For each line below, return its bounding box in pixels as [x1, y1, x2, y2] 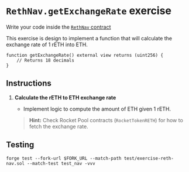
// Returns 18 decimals [16, 57, 75, 63]
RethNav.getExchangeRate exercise [6, 4, 171, 18]
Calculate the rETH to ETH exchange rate [14, 94, 116, 101]
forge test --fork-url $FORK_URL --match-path [6, 155, 122, 161]
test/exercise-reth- [123, 155, 174, 161]
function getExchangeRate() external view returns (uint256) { [6, 52, 164, 58]
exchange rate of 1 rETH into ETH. [6, 41, 88, 48]
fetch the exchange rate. [29, 123, 89, 130]
